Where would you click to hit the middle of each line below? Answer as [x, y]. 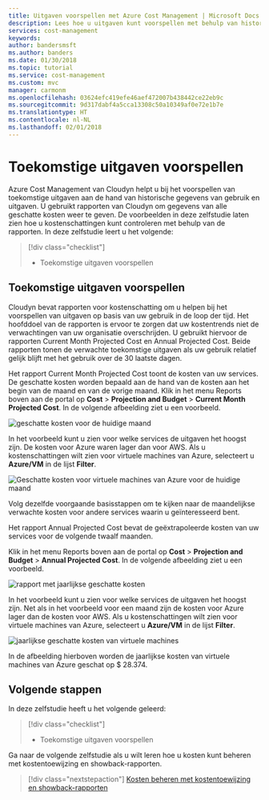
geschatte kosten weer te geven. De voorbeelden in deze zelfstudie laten [129, 214]
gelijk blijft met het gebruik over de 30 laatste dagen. [95, 358]
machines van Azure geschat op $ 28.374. [78, 664]
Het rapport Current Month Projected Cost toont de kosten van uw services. [133, 374]
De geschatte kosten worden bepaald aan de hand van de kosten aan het [129, 382]
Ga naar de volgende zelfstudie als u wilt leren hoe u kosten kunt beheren [130, 755]
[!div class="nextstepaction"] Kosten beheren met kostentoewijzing [139, 779]
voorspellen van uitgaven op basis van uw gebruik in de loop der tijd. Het [129, 315]
